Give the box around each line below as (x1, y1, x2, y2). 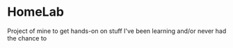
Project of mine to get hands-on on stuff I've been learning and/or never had (7, 27, 227, 35)
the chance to (7, 34, 47, 42)
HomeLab (7, 4, 65, 20)
